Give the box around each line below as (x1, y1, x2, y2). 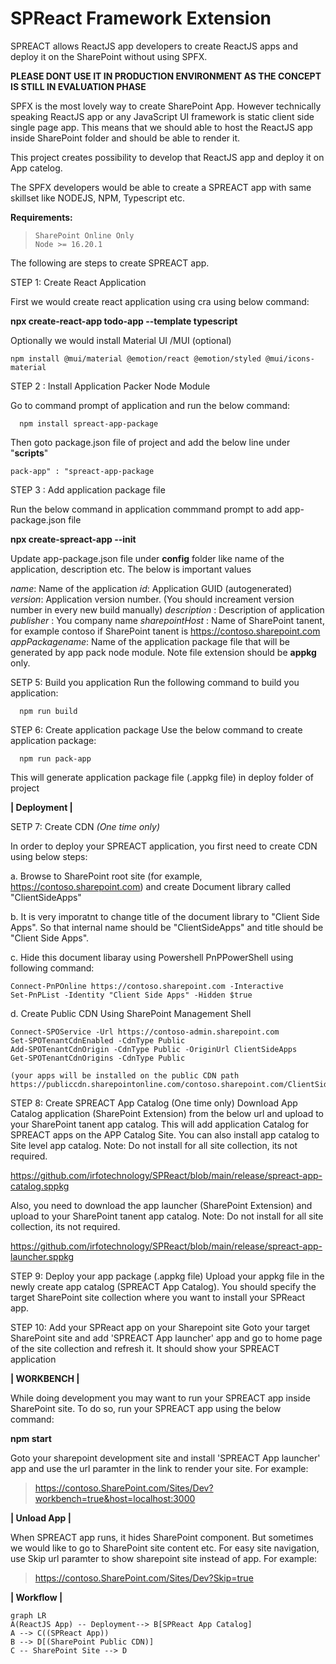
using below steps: (10, 850, 88, 862)
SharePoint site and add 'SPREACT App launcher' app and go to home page (10, 1332, 323, 1344)
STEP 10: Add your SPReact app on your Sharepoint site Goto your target (10, 1321, 311, 1333)
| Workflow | (10, 1591, 63, 1603)
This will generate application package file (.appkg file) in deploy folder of (10, 771, 315, 783)
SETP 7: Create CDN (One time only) (10, 820, 160, 832)
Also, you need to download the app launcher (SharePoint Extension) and (10, 1199, 313, 1211)
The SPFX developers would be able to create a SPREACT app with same (10, 181, 312, 193)
